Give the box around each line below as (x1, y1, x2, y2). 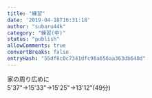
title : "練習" (7, 10, 46, 17)
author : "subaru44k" (7, 23, 67, 30)
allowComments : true (7, 42, 67, 49)
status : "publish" (7, 36, 60, 43)
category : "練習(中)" (7, 29, 66, 37)
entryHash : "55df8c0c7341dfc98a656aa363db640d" (7, 55, 146, 62)
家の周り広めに (7, 75, 50, 83)
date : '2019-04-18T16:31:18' (7, 17, 91, 23)
